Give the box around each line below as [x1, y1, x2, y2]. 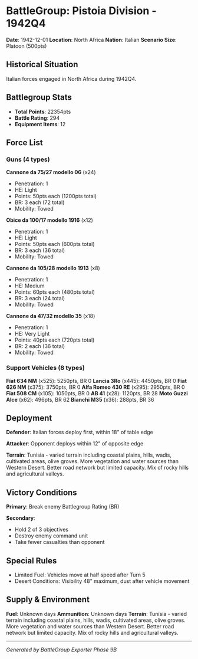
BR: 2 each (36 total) [14, 343, 65, 350]
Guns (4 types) [6, 155, 50, 163]
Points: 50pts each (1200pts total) [14, 193, 97, 200]
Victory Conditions [6, 487, 78, 497]
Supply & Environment [6, 595, 90, 605]
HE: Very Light [14, 330, 50, 337]
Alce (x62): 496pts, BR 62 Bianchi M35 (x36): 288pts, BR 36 [6, 396, 154, 403]
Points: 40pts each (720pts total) [14, 336, 95, 343]
